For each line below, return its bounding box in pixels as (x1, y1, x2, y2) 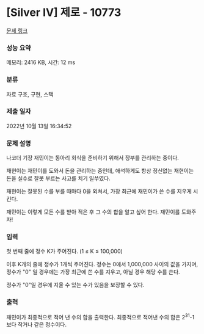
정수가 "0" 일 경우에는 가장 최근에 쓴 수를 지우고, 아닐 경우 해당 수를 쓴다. (6, 268, 180, 275)
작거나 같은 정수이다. (17, 321, 67, 329)
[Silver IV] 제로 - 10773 (6, 5, 122, 20)
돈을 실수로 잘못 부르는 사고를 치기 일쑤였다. (6, 175, 111, 182)
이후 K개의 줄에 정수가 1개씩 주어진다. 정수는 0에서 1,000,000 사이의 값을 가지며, (6, 261, 199, 268)
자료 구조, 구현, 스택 (6, 90, 54, 98)
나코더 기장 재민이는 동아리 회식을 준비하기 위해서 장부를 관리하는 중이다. (6, 154, 179, 162)
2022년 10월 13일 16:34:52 (6, 122, 72, 129)
